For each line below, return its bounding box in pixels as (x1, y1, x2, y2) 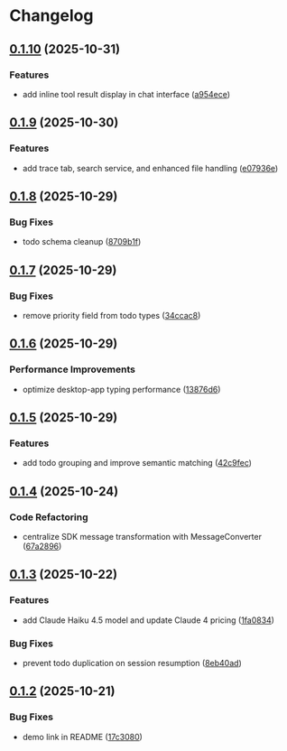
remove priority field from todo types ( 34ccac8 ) (22, 310, 201, 320)
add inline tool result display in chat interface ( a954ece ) (22, 88, 231, 99)
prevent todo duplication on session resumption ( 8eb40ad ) (22, 657, 242, 668)
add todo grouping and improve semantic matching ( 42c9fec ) (22, 458, 253, 468)
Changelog (9, 5, 94, 26)
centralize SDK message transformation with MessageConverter (22, 532, 262, 542)
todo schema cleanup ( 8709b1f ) (22, 236, 142, 247)
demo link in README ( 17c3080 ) (22, 731, 143, 742)
